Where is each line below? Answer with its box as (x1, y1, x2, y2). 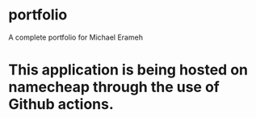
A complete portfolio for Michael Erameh (8, 32, 144, 42)
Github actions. (8, 95, 115, 114)
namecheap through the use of (8, 78, 220, 96)
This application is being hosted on (8, 61, 249, 79)
